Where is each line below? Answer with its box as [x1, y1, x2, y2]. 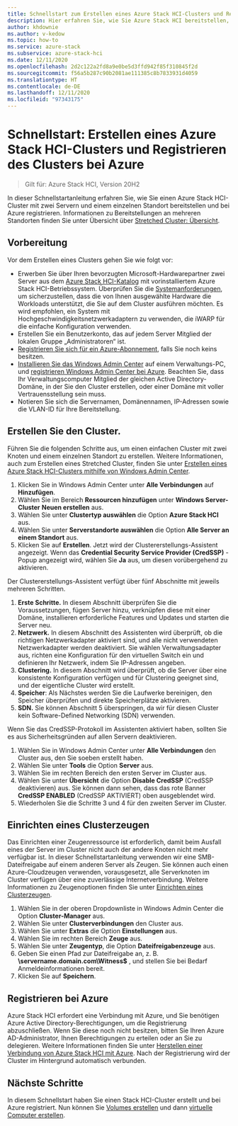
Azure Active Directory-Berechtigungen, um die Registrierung [7, 1019, 187, 1028]
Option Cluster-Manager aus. [17, 911, 105, 921]
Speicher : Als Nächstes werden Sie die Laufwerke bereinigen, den [17, 688, 212, 697]
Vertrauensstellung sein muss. [17, 389, 106, 398]
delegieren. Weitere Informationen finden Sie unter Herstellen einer [7, 1042, 203, 1050]
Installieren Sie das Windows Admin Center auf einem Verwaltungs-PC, [17, 359, 226, 368]
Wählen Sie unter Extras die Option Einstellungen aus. [17, 927, 178, 936]
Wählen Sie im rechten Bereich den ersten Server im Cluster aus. [17, 768, 207, 777]
